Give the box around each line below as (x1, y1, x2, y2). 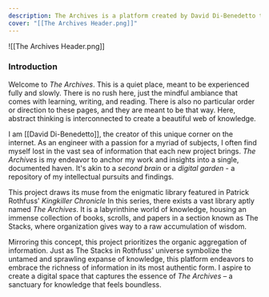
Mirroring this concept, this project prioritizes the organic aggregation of (8, 237, 247, 246)
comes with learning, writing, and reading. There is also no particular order (8, 96, 255, 106)
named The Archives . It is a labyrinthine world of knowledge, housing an (8, 204, 247, 214)
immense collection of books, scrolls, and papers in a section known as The (8, 213, 259, 222)
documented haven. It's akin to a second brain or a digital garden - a (8, 163, 235, 173)
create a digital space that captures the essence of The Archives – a (8, 271, 234, 281)
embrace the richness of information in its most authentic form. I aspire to (8, 262, 251, 272)
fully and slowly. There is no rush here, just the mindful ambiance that (8, 87, 238, 97)
